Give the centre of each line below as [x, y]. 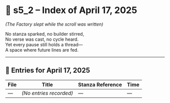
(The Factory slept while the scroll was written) [54, 24]
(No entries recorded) [47, 93]
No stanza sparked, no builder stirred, [45, 34]
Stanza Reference [100, 84]
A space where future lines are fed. [42, 50]
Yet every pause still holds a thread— [44, 44]
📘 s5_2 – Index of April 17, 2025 [71, 10]
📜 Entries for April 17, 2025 [48, 71]
